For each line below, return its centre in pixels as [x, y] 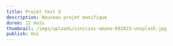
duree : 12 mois [25, 23]
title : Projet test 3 [34, 12]
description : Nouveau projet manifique [57, 17]
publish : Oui [23, 34]
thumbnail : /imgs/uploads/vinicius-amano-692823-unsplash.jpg [86, 28]
